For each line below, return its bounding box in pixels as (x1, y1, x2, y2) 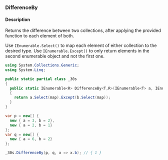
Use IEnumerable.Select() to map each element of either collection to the (5, 42, 157, 48)
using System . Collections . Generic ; (5, 63, 79, 68)
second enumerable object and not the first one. (5, 53, 105, 59)
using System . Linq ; (5, 67, 46, 72)
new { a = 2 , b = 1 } (9, 122, 52, 127)
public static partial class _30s (5, 76, 77, 81)
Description (5, 16, 30, 22)
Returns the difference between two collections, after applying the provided (5, 27, 161, 33)
